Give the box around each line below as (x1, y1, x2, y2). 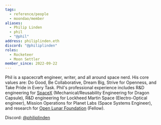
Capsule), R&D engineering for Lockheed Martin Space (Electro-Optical (5, 95, 147, 101)
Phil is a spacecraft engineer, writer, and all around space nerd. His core (5, 75, 149, 80)
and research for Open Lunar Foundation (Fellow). (5, 105, 105, 111)
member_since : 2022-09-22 (5, 61, 57, 66)
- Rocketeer (9, 52, 34, 57)
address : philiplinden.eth (5, 39, 60, 44)
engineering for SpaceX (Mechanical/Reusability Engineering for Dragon (5, 90, 149, 96)
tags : (5, 7, 16, 12)
